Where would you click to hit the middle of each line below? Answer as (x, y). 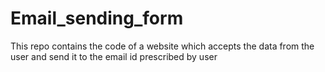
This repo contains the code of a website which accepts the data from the (162, 46)
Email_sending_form (97, 18)
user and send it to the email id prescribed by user (114, 56)
